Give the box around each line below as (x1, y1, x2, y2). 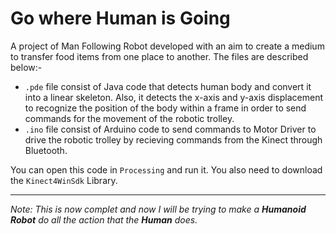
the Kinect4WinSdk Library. (10, 174, 118, 186)
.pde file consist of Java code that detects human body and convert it (24, 80, 312, 92)
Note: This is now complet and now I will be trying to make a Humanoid (10, 203, 307, 215)
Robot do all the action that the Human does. (10, 213, 198, 226)
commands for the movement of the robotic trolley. (24, 112, 235, 124)
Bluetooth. (24, 144, 68, 156)
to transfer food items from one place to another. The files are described (10, 50, 309, 62)
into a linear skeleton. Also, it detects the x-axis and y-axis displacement (24, 91, 324, 103)
